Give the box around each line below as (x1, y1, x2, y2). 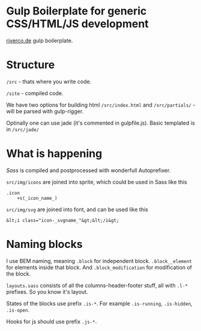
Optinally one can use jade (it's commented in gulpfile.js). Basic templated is (6, 119, 195, 126)
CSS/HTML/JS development (6, 17, 149, 31)
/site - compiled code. (6, 89, 64, 97)
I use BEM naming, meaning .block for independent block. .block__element (6, 257, 192, 264)
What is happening (6, 147, 103, 161)
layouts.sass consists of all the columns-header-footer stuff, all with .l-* (6, 282, 188, 289)
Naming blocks (6, 238, 83, 251)
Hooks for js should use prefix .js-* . (6, 318, 97, 325)
